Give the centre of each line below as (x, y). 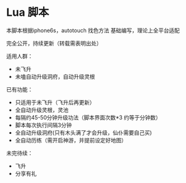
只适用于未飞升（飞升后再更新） (55, 102)
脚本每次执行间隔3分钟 (43, 125)
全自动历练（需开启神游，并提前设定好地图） (71, 140)
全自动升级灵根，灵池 (42, 110)
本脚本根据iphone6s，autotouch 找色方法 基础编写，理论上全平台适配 (93, 30)
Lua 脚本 (28, 12)
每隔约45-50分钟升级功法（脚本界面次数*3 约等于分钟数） (88, 117)
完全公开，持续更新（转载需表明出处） (54, 43)
